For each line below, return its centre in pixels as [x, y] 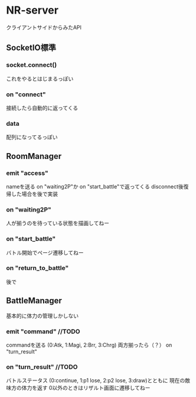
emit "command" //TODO [43, 331]
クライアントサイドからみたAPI [44, 27]
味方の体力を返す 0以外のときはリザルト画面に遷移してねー [78, 388]
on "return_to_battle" [37, 268]
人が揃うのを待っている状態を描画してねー [58, 223]
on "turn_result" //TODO [42, 367]
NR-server [32, 10]
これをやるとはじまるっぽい [40, 79]
